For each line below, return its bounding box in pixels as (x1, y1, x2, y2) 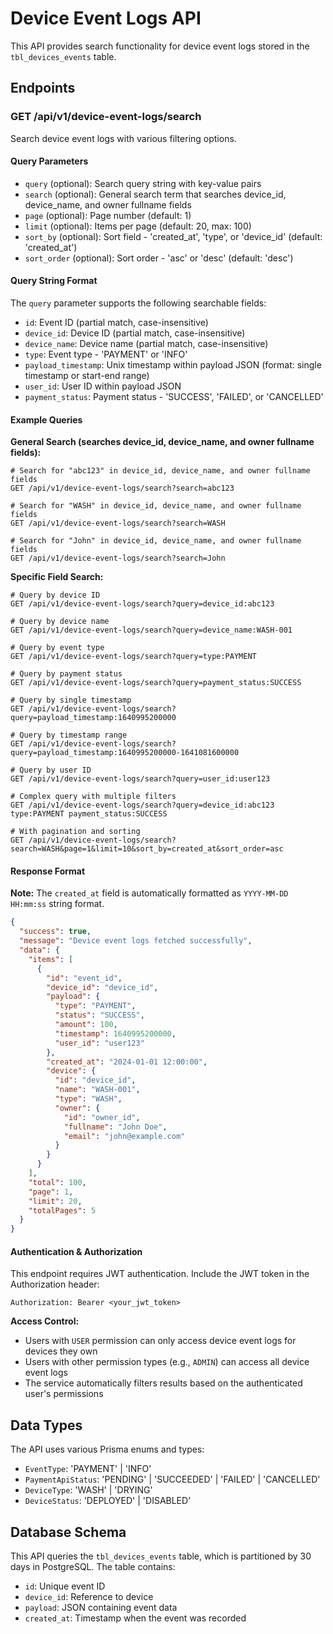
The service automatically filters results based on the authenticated (24, 1377, 303, 1389)
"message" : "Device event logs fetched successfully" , (19, 936, 253, 946)
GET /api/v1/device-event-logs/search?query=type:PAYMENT (10, 652, 257, 662)
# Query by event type (10, 643, 105, 653)
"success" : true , (19, 927, 92, 937)
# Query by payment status (10, 669, 123, 679)
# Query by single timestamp (10, 695, 132, 706)
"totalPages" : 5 (28, 1205, 97, 1216)
